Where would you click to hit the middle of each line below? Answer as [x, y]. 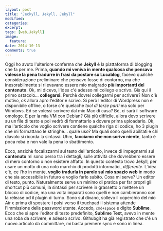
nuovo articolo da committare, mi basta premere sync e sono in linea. [74, 223]
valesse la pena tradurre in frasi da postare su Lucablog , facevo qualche [79, 74]
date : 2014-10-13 [23, 46]
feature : [18, 41]
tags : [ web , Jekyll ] [25, 32]
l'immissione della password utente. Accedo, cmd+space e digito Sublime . [78, 208]
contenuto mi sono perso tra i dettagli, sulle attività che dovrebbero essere [80, 156]
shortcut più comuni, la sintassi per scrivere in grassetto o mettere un [75, 187]
